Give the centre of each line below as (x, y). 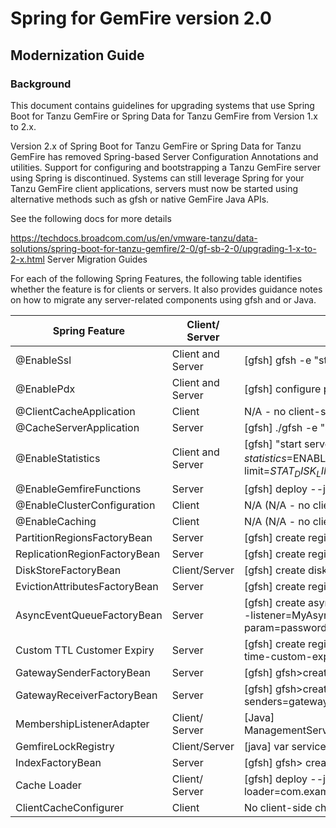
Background (41, 84)
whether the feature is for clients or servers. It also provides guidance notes (166, 289)
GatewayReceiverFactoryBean (86, 695)
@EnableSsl (43, 360)
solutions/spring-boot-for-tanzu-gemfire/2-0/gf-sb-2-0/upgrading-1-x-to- (163, 248)
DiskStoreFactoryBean (68, 570)
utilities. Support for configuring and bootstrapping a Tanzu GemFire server (165, 167)
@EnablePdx (45, 389)
